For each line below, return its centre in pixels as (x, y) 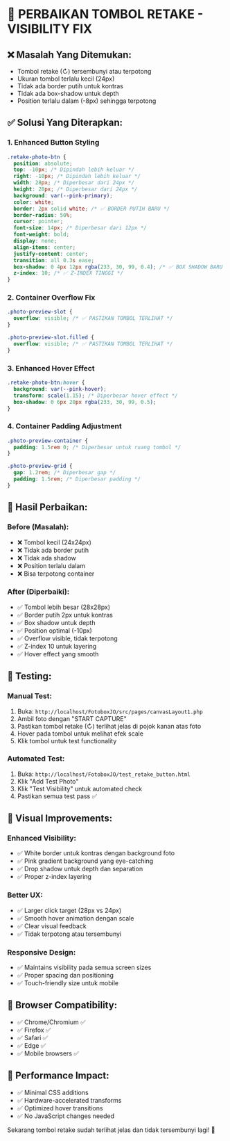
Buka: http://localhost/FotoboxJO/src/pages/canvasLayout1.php (110, 711)
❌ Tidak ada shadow (46, 558)
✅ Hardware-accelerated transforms (69, 1100)
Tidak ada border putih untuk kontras (70, 86)
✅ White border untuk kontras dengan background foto (96, 853)
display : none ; (35, 241)
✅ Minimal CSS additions (53, 1092)
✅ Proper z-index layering (54, 877)
